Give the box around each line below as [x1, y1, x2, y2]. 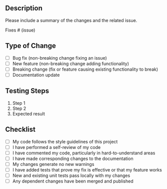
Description [5, 4, 42, 13]
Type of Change [5, 42, 56, 50]
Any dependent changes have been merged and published [12, 178, 133, 184]
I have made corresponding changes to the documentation [12, 155, 133, 161]
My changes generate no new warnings [12, 161, 94, 167]
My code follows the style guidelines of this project [12, 138, 118, 144]
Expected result [12, 110, 45, 117]
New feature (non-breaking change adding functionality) [12, 60, 129, 67]
